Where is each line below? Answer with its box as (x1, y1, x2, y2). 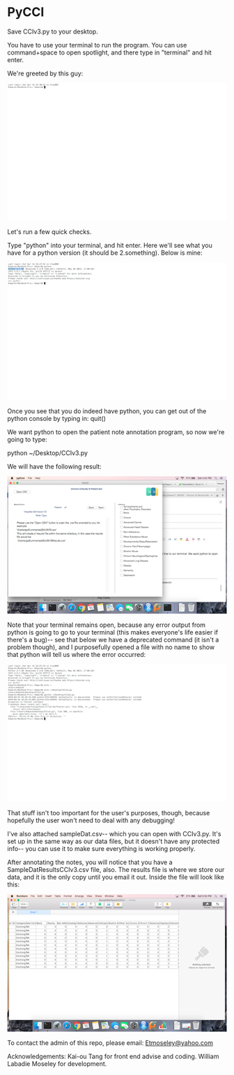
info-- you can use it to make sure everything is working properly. (7, 844, 196, 852)
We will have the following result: (7, 462, 102, 470)
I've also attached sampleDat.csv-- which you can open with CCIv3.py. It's (7, 829, 221, 838)
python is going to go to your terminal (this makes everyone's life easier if (7, 628, 218, 636)
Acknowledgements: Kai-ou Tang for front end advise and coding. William (7, 1052, 219, 1060)
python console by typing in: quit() (7, 414, 107, 422)
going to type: (7, 435, 47, 443)
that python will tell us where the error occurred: (7, 650, 146, 658)
